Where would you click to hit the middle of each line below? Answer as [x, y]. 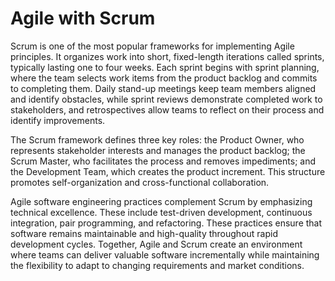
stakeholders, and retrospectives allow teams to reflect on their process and [167, 109]
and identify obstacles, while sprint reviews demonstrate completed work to [166, 99]
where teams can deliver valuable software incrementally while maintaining [165, 254]
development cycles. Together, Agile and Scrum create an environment [156, 244]
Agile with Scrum [83, 18]
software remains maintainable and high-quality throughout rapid [144, 233]
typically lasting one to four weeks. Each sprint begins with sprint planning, [165, 67]
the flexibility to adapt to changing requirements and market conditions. [157, 265]
